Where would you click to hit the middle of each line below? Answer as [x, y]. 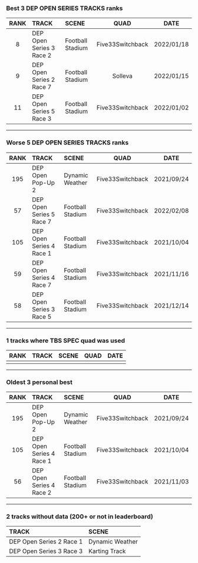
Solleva [122, 76]
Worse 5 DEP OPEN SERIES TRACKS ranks [67, 143]
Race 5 [42, 316]
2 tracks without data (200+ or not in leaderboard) [80, 516]
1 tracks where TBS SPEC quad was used [66, 340]
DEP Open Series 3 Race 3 [46, 551]
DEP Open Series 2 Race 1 [46, 542]
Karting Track [107, 551]
